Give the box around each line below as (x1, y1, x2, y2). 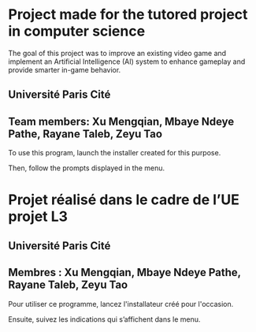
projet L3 (8, 207, 69, 226)
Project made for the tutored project (8, 6, 248, 24)
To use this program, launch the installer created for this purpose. (8, 148, 221, 158)
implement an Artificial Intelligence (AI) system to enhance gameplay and (8, 57, 246, 66)
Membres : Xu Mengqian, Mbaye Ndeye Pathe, (8, 266, 242, 279)
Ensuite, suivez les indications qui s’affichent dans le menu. (8, 314, 201, 324)
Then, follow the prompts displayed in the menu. (8, 163, 165, 173)
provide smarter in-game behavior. (8, 65, 121, 74)
